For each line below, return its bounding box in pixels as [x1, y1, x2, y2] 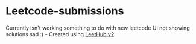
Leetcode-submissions [5, 4, 124, 18]
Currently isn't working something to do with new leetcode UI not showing [5, 24, 191, 31]
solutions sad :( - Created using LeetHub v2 [5, 30, 115, 37]
